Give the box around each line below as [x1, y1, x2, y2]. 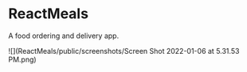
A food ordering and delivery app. [8, 31, 120, 40]
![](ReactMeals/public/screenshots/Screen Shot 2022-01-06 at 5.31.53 [8, 46, 240, 55]
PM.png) [8, 55, 37, 64]
